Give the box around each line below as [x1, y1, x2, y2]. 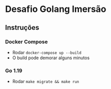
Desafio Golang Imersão [5, 3, 107, 15]
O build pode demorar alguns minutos [12, 55, 90, 61]
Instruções [5, 23, 40, 32]
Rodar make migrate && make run [12, 79, 79, 85]
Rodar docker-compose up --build [12, 49, 82, 55]
